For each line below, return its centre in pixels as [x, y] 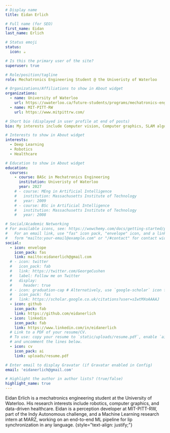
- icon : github [26, 304]
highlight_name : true [28, 384]
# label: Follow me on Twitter [45, 276]
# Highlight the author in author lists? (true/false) [64, 379]
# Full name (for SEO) [29, 24]
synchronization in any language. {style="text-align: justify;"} [69, 425]
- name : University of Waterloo [44, 98]
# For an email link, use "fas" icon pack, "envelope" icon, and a [80, 233]
